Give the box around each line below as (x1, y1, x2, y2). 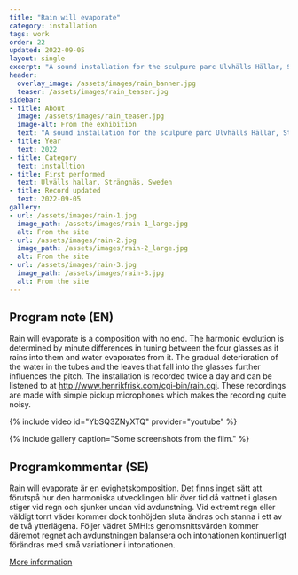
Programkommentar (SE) (9, 459, 149, 475)
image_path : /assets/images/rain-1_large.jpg (17, 219, 189, 228)
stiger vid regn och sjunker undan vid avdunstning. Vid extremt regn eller (9, 502, 276, 513)
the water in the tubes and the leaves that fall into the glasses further (9, 361, 262, 373)
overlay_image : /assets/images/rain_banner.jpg (17, 79, 197, 88)
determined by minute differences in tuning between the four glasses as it (9, 343, 279, 353)
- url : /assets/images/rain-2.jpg (9, 236, 137, 245)
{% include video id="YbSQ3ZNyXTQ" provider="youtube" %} (9, 416, 238, 427)
